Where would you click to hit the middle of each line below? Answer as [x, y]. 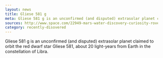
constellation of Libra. [27, 52]
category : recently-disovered [36, 28]
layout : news [18, 9]
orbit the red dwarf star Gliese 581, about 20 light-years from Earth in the [78, 46]
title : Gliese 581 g [26, 14]
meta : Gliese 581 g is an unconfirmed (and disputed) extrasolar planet [80, 18]
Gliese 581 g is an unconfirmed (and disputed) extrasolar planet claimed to [80, 41]
